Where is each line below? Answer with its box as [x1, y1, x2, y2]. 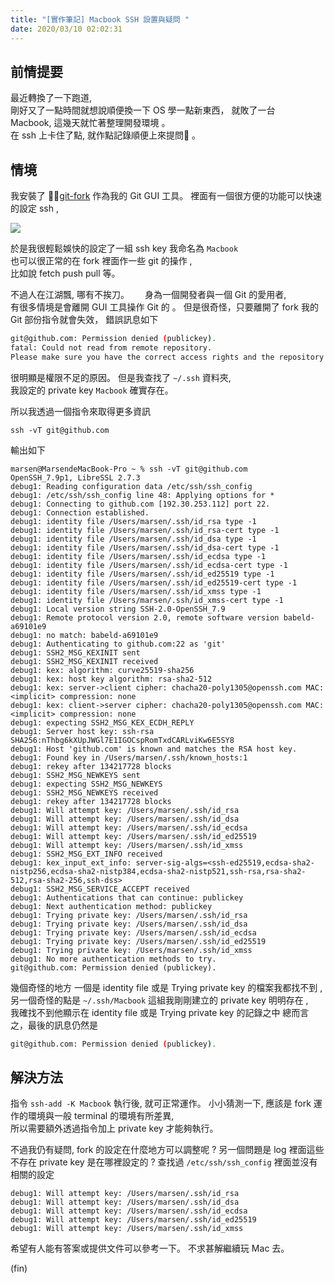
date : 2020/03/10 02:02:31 [10, 24, 123, 34]
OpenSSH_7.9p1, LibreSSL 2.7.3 [10, 472, 141, 483]
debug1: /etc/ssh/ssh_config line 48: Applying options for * [10, 490, 275, 500]
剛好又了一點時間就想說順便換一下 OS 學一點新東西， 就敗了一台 [10, 104, 276, 116]
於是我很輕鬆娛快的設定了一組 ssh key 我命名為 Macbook [10, 242, 239, 255]
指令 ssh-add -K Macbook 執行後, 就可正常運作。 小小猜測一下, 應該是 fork [10, 1097, 312, 1110]
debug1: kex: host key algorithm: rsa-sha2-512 [10, 674, 213, 684]
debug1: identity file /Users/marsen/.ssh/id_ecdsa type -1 [10, 551, 267, 561]
